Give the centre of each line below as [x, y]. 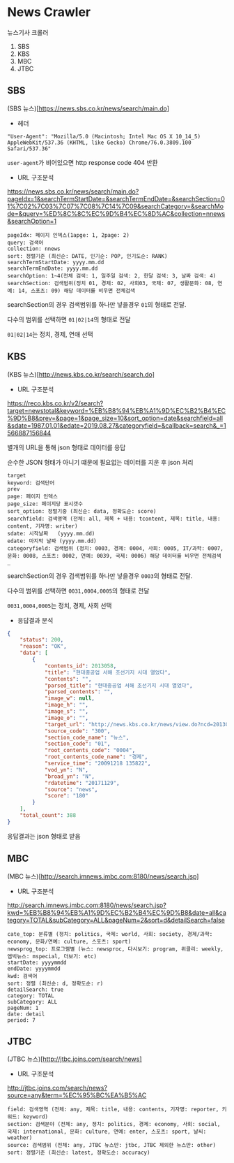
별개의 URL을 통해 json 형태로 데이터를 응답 [67, 447]
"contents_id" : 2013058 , [80, 666]
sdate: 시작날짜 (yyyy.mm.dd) [51, 533]
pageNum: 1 [23, 1008]
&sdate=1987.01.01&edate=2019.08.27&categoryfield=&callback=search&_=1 [117, 425]
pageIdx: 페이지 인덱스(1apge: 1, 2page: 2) [69, 235]
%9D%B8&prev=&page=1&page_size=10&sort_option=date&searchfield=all [115, 418]
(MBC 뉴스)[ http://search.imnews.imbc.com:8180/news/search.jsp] [103, 876]
